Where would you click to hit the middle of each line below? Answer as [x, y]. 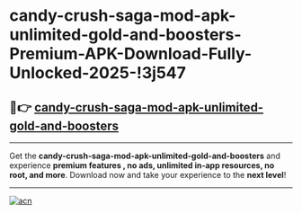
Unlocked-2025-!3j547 [98, 73]
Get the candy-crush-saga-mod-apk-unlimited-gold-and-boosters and [145, 156]
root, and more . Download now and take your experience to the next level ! [148, 175]
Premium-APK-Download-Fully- [131, 54]
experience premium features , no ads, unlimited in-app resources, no [142, 165]
